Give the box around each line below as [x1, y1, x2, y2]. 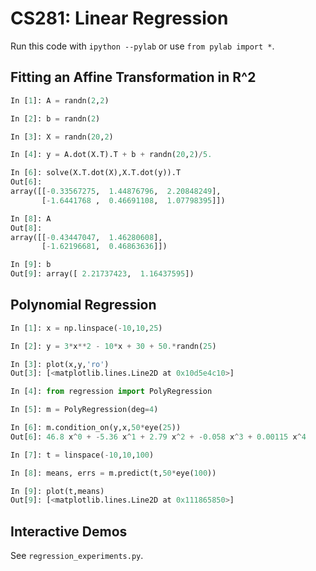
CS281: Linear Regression [10, 7, 229, 30]
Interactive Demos [10, 523, 128, 540]
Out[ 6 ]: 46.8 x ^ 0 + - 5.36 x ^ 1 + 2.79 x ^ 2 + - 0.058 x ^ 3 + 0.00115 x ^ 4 [10, 432, 307, 442]
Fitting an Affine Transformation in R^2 [10, 69, 257, 86]
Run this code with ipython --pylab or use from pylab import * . [10, 40, 275, 52]
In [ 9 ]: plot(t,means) [10, 486, 105, 496]
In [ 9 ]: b [10, 260, 52, 270]
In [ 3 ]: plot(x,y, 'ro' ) [10, 359, 110, 369]
